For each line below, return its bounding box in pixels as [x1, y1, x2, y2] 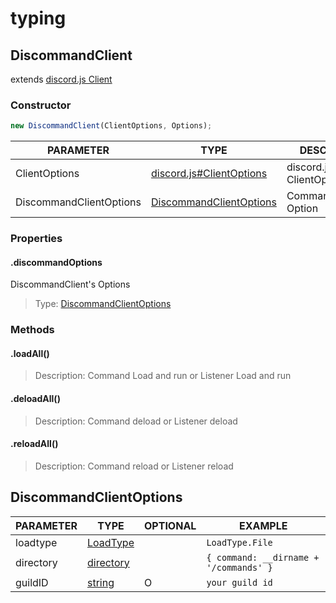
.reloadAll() [10, 438, 59, 450]
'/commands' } [206, 562, 273, 573]
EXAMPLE [238, 518, 288, 532]
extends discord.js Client [10, 73, 113, 85]
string [86, 575, 115, 589]
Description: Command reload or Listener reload [34, 460, 234, 472]
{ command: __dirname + [206, 552, 320, 563]
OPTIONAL [144, 518, 197, 532]
